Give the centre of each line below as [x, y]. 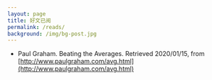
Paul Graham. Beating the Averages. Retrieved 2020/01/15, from [111, 54]
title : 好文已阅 [29, 21]
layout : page [27, 14]
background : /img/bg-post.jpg [52, 34]
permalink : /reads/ [36, 27]
